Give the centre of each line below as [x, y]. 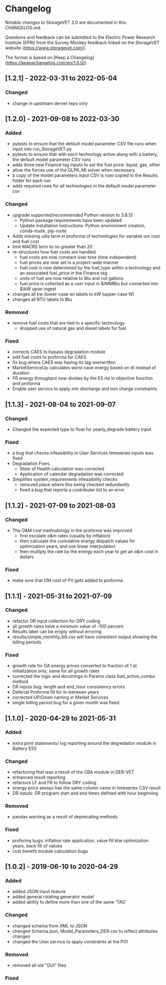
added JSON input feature [39, 892]
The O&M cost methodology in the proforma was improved [72, 530]
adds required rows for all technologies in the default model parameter [84, 186]
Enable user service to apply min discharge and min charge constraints [84, 389]
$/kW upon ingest [38, 289]
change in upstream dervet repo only [50, 103]
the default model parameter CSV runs [52, 160]
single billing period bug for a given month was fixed [66, 703]
